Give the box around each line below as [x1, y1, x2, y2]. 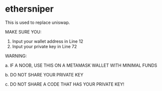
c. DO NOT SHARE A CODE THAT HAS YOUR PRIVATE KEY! [5, 81, 124, 87]
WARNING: [5, 53, 27, 59]
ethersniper [5, 3, 54, 15]
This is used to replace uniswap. [5, 19, 70, 25]
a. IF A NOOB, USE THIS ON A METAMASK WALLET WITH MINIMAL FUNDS [5, 62, 158, 68]
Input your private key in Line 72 [12, 43, 77, 49]
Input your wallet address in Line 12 [12, 38, 83, 44]
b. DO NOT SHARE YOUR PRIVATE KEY [5, 72, 84, 77]
